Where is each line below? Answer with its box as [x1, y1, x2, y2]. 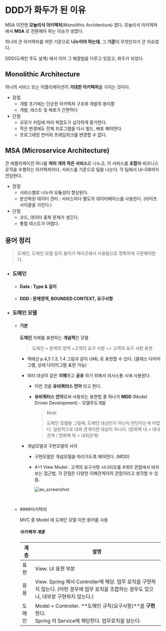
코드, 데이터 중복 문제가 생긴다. [19, 214, 79, 220]
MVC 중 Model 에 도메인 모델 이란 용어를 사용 [19, 517, 108, 523]
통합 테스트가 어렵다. [19, 220, 60, 226]
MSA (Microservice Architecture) [5, 146, 110, 155]
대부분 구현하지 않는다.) [42, 593, 94, 600]
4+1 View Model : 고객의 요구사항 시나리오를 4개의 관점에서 [34, 464, 151, 470]
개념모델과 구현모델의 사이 [27, 443, 78, 449]
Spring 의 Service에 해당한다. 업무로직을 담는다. [35, 617, 141, 624]
